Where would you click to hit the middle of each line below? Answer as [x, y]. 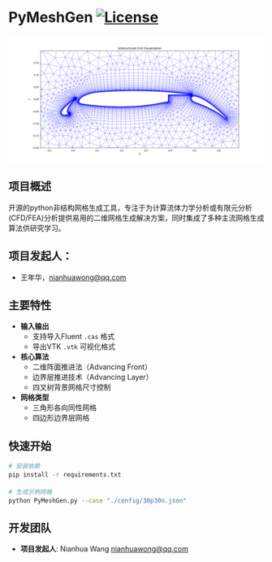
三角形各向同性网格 [65, 407]
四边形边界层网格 [61, 418]
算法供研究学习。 [37, 228]
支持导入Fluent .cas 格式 [73, 337]
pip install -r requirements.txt [65, 475]
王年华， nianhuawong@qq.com [73, 277]
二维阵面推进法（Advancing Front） [92, 367]
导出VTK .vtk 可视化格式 [74, 346]
